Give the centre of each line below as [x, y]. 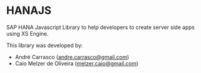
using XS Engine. [28, 33]
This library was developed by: [44, 45]
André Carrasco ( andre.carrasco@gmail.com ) [72, 57]
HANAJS [29, 11]
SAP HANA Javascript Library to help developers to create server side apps [100, 27]
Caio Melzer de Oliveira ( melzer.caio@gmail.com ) [77, 63]
